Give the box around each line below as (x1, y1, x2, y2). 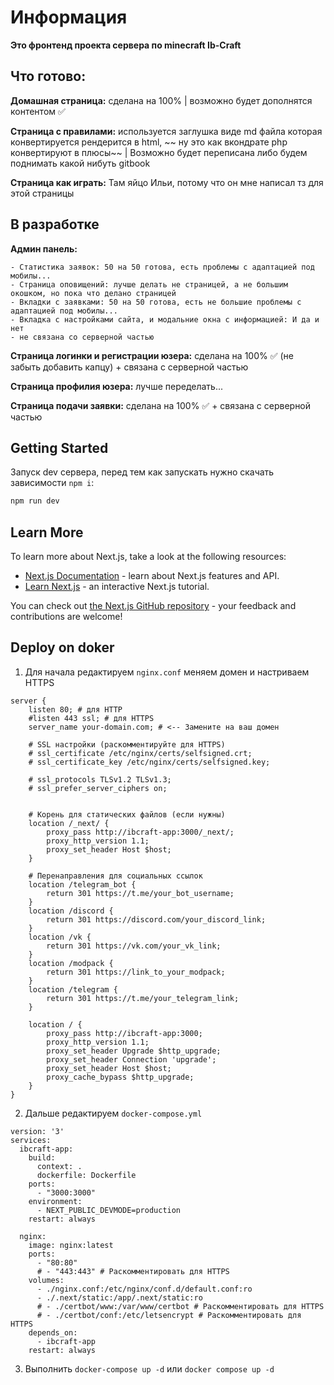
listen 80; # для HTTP (28, 704, 123, 715)
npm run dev (10, 496, 60, 506)
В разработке (10, 216, 100, 233)
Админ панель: (10, 242, 78, 255)
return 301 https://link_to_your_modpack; (46, 967, 226, 977)
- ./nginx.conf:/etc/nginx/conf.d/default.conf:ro (36, 1284, 253, 1294)
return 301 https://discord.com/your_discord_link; (46, 914, 267, 925)
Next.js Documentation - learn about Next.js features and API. (24, 570, 280, 582)
